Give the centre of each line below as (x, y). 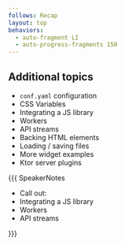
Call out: (33, 193)
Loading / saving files (54, 146)
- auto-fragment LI (47, 37)
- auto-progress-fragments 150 (66, 45)
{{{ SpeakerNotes (37, 177)
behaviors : (26, 30)
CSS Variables (42, 104)
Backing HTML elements (59, 137)
